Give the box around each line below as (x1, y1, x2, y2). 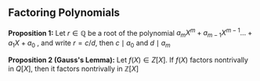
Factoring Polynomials (8, 6, 120, 19)
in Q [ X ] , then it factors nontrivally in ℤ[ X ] (8, 64, 139, 73)
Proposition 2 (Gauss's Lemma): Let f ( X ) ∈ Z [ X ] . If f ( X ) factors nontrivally (8, 55, 249, 65)
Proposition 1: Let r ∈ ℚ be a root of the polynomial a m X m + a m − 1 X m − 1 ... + (8, 26, 253, 40)
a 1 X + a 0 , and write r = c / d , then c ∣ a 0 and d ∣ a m (8, 38, 171, 50)
